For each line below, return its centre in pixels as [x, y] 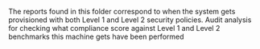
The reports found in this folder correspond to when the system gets [122, 11]
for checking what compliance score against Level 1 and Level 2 [114, 28]
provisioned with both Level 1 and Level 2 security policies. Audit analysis [130, 20]
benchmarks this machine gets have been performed [96, 36]
